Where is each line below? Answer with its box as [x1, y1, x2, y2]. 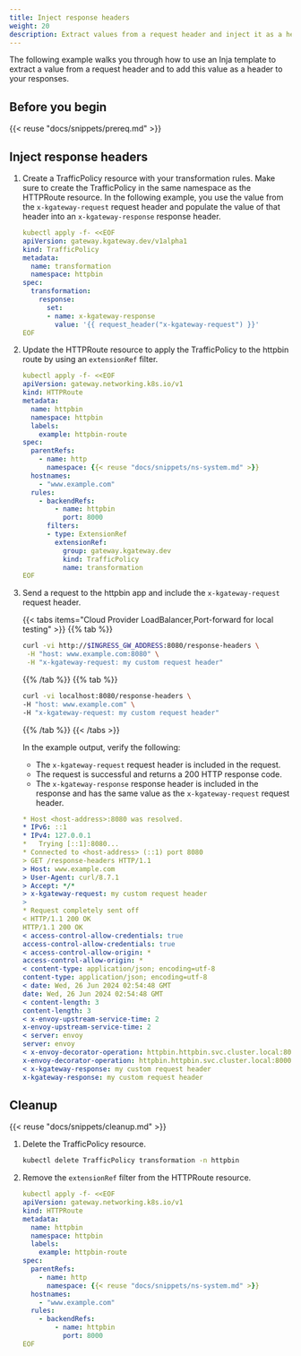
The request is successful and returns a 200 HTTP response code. [35, 768, 282, 780]
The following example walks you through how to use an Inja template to [9, 55, 276, 65]
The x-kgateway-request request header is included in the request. [35, 759, 281, 770]
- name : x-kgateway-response [46, 311, 156, 321]
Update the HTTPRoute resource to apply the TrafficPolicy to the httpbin [21, 344, 289, 355]
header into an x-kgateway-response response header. [21, 212, 221, 221]
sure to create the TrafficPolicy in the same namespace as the [21, 183, 252, 193]
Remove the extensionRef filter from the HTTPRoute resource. [21, 1172, 252, 1183]
